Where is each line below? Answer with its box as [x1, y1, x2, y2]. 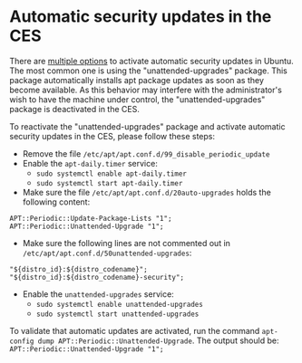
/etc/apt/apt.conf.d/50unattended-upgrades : [22, 247, 192, 258]
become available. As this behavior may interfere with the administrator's [9, 84, 283, 95]
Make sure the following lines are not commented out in [22, 237, 231, 248]
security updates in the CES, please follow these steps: [9, 130, 216, 141]
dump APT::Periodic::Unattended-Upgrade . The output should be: [37, 335, 279, 346]
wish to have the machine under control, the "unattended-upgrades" [9, 93, 266, 105]
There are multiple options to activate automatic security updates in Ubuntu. [9, 55, 295, 66]
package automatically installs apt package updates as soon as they [9, 74, 265, 85]
